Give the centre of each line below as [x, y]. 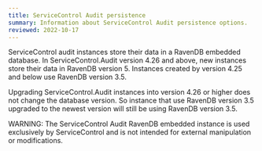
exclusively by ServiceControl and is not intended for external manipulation [130, 132]
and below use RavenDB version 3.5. [68, 77]
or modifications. [35, 141]
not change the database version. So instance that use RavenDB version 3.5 [131, 101]
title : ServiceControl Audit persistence [77, 15]
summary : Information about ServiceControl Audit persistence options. [128, 23]
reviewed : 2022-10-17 [44, 30]
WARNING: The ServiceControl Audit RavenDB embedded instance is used [129, 124]
